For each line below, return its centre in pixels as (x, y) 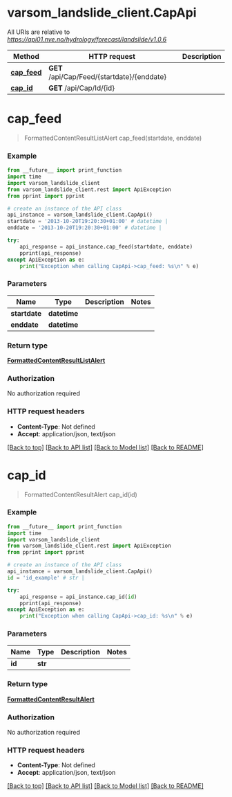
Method (26, 56)
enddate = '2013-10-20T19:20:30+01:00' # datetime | (85, 228)
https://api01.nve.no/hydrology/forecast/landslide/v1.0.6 (87, 39)
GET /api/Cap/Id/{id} (81, 88)
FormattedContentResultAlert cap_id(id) (81, 494)
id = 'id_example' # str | (46, 577)
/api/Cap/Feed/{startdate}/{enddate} (107, 76)
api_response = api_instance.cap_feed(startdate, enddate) (106, 247)
